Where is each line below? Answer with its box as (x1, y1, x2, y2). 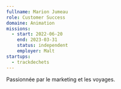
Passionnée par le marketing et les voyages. (6, 76, 116, 83)
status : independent (17, 43, 68, 49)
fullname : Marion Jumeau (6, 8, 68, 15)
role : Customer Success (6, 14, 66, 20)
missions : (6, 25, 31, 32)
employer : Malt (17, 48, 55, 54)
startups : (6, 54, 31, 60)
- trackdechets (11, 59, 50, 65)
